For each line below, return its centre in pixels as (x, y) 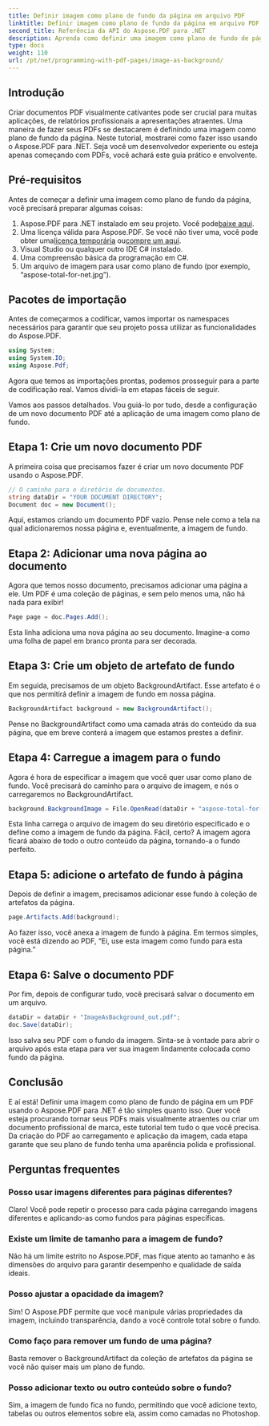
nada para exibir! (36, 603)
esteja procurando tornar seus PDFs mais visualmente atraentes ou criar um (134, 1118)
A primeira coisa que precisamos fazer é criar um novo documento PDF (126, 467)
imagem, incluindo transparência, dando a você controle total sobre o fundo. (134, 1320)
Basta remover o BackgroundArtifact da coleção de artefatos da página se (131, 1359)
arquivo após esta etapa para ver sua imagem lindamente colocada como (129, 1048)
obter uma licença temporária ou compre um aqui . (100, 240)
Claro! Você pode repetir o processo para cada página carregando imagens (133, 1210)
